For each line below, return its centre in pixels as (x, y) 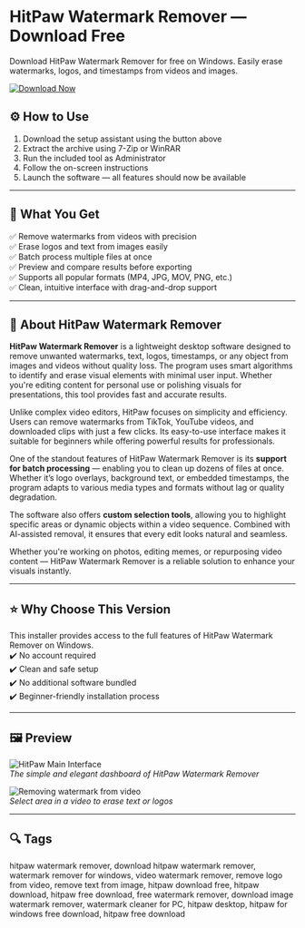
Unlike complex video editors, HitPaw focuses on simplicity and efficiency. (148, 412)
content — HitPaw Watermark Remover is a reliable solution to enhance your (152, 562)
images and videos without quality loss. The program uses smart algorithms (151, 366)
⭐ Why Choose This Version (90, 609)
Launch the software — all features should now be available (134, 177)
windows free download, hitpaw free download (98, 913)
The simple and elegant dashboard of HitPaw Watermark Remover (134, 774)
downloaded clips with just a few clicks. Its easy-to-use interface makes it (148, 432)
